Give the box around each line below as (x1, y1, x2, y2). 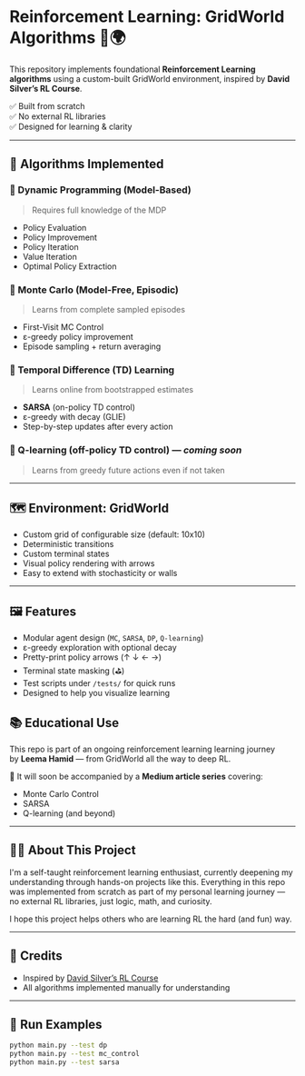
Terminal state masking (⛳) (22, 665, 125, 676)
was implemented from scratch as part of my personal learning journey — (9, 886, 286, 897)
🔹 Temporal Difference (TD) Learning (9, 364, 175, 376)
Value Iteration (22, 251, 77, 262)
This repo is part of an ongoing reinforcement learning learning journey (9, 743, 275, 754)
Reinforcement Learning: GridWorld (9, 6, 285, 27)
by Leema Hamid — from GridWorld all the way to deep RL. (9, 752, 231, 764)
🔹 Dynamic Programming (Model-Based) (9, 184, 192, 196)
